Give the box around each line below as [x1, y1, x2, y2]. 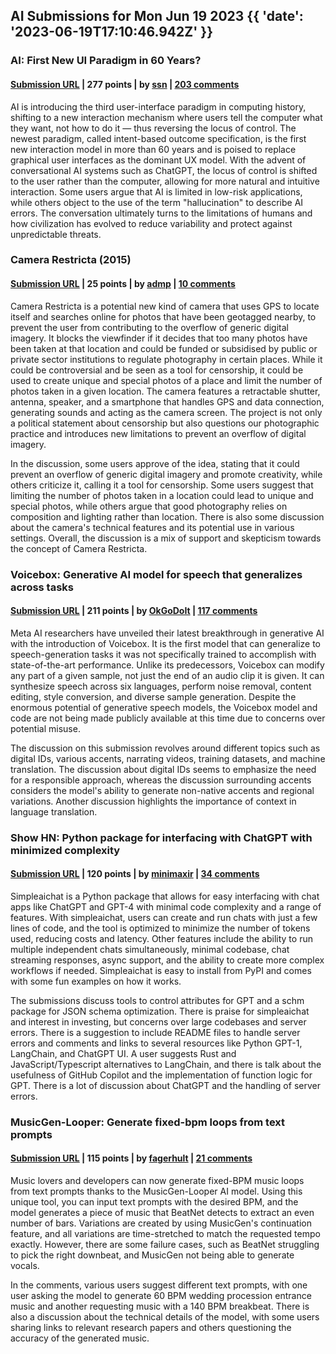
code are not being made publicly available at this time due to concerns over [10, 712, 326, 724]
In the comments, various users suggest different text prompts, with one [10, 1279, 308, 1291]
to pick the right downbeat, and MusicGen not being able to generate [10, 1249, 295, 1261]
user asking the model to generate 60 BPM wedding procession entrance [10, 1290, 312, 1302]
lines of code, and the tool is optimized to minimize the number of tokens [10, 922, 311, 934]
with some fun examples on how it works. [10, 975, 182, 987]
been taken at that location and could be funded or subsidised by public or [10, 342, 318, 354]
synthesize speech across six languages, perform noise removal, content [10, 680, 312, 692]
